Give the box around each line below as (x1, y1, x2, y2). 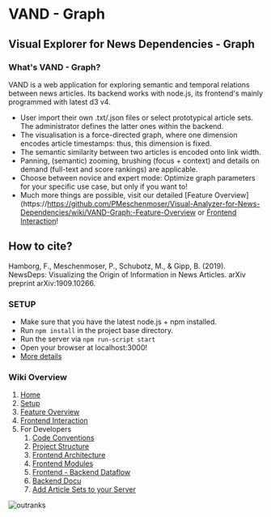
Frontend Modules (32, 459, 94, 468)
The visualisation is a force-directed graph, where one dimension (19, 130, 238, 139)
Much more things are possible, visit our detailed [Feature (19, 190, 213, 199)
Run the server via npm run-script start (19, 334, 156, 344)
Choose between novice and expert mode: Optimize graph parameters (19, 173, 256, 182)
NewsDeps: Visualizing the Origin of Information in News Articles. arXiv (8, 269, 247, 280)
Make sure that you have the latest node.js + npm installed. (19, 317, 217, 327)
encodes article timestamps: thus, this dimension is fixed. (19, 139, 212, 148)
